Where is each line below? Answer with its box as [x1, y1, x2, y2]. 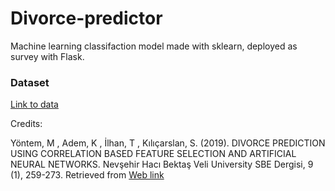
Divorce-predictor [10, 7, 163, 30]
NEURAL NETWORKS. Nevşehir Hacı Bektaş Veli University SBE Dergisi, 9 [10, 158, 314, 171]
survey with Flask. [10, 50, 85, 62]
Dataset [10, 75, 50, 89]
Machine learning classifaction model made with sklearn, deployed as [10, 40, 298, 52]
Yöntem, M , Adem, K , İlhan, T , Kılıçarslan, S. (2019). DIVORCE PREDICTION [10, 137, 326, 149]
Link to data [10, 98, 59, 111]
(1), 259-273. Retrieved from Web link [10, 169, 165, 181]
